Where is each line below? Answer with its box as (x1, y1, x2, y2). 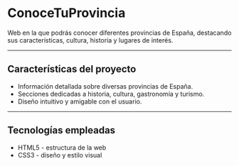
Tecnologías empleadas (7, 124, 116, 136)
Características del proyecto (7, 63, 137, 75)
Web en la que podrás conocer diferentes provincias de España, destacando (7, 28, 232, 37)
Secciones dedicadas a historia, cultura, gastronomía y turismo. (17, 89, 205, 98)
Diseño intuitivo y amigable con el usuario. (17, 97, 142, 106)
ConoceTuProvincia (7, 5, 126, 21)
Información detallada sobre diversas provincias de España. (17, 82, 193, 90)
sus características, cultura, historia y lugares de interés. (7, 35, 174, 44)
